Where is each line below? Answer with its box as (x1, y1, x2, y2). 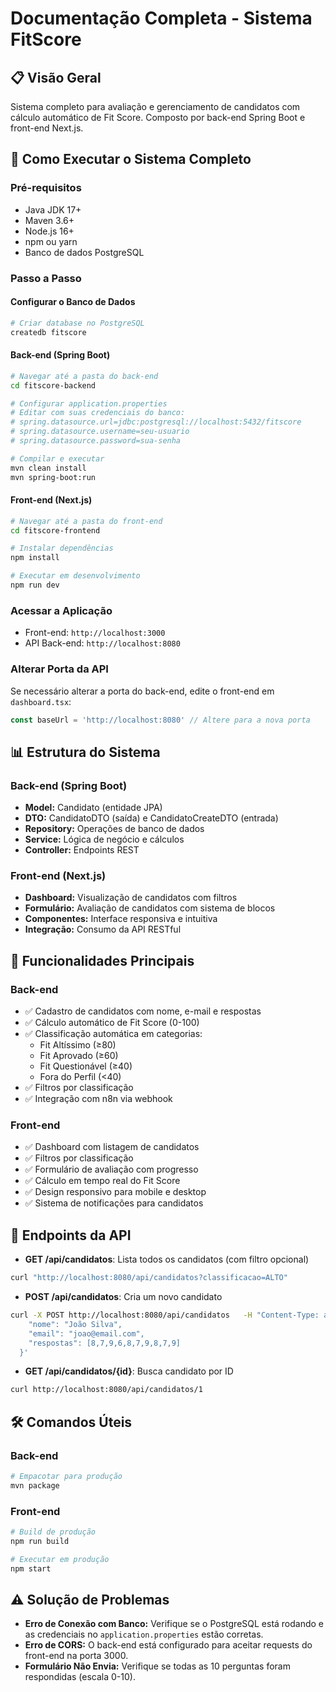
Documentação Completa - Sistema (10, 7, 313, 30)
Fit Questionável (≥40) (39, 1060, 133, 1072)
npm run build (10, 1536, 70, 1546)
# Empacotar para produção (10, 1472, 123, 1482)
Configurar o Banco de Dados (10, 296, 136, 308)
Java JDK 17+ (24, 203, 82, 216)
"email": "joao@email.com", (28, 1328, 145, 1339)
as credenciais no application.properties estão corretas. (24, 1628, 264, 1641)
